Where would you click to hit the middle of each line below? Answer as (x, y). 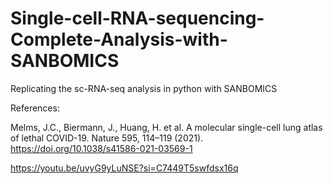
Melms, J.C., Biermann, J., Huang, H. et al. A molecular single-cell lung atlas (166, 127)
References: (35, 108)
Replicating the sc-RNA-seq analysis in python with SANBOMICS (144, 88)
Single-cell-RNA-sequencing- (137, 18)
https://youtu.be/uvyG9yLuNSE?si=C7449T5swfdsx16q (124, 168)
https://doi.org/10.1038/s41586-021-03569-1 (101, 148)
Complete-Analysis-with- (119, 39)
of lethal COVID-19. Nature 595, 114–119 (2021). (107, 138)
